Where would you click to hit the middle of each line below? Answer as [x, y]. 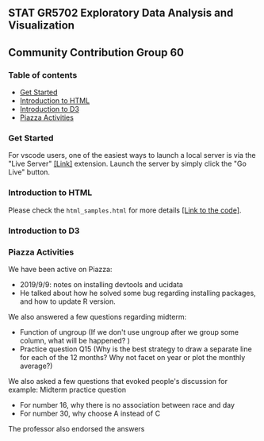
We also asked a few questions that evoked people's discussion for [118, 381]
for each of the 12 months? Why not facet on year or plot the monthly [132, 357]
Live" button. [29, 172]
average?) [36, 366]
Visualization [42, 26]
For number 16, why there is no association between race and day [127, 405]
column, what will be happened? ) [75, 340]
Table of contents [43, 75]
